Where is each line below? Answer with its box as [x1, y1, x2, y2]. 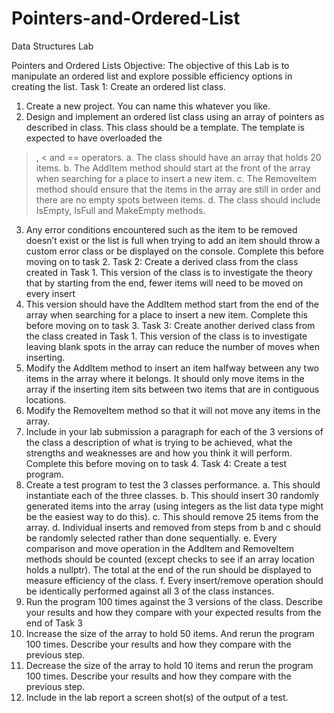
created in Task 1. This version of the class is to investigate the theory [25, 266, 313, 278]
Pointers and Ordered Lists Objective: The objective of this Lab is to [11, 59, 290, 71]
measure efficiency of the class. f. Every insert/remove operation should [25, 574, 324, 586]
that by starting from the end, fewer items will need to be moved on [25, 277, 304, 289]
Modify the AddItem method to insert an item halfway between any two [25, 362, 319, 374]
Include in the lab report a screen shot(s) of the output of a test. [25, 691, 289, 703]
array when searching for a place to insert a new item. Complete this [25, 308, 308, 321]
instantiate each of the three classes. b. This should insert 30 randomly [25, 489, 319, 501]
